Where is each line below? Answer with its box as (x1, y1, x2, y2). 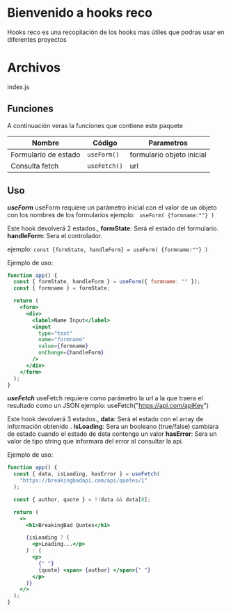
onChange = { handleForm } (38, 350, 104, 356)
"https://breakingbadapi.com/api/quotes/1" (19, 477, 148, 485)
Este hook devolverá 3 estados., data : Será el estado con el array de (7, 415, 204, 423)
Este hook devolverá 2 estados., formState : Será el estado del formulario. (7, 224, 219, 233)
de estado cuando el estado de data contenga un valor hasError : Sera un (7, 430, 217, 438)
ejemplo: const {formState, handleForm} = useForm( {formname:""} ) (7, 245, 209, 253)
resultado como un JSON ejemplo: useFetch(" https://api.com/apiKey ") (7, 402, 209, 410)
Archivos (7, 60, 61, 76)
